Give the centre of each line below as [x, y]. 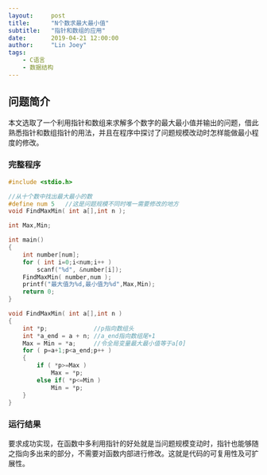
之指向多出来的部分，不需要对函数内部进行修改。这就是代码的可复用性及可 [130, 453]
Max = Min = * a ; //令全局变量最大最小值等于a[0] [104, 343]
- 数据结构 [38, 68]
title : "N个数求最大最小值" [59, 23]
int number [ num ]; [51, 255]
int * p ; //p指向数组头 [78, 328]
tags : [17, 53]
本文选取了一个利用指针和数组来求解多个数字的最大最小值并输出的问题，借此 [133, 122]
